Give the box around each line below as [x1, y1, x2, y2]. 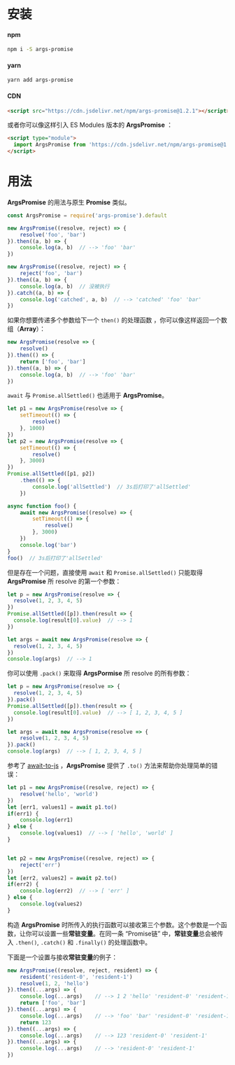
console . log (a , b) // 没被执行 [20, 283, 110, 290]
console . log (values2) [20, 900, 83, 907]
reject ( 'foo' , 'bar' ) [20, 270, 83, 277]
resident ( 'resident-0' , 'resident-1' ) [20, 973, 133, 980]
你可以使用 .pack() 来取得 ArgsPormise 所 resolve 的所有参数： [7, 669, 192, 678]
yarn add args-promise [7, 76, 73, 84]
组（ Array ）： [7, 325, 46, 333]
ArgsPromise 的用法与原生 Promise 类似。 [7, 197, 131, 207]
